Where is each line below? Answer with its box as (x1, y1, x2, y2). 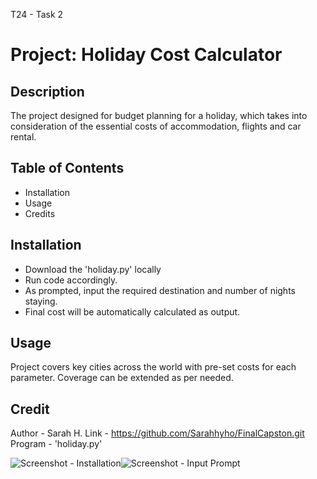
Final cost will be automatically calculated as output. (24, 305, 241, 318)
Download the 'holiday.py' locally (24, 263, 162, 275)
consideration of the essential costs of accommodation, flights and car (10, 120, 302, 132)
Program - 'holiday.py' (10, 438, 103, 450)
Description (10, 83, 85, 100)
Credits (24, 207, 56, 219)
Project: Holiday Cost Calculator (10, 44, 283, 66)
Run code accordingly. (24, 274, 118, 286)
